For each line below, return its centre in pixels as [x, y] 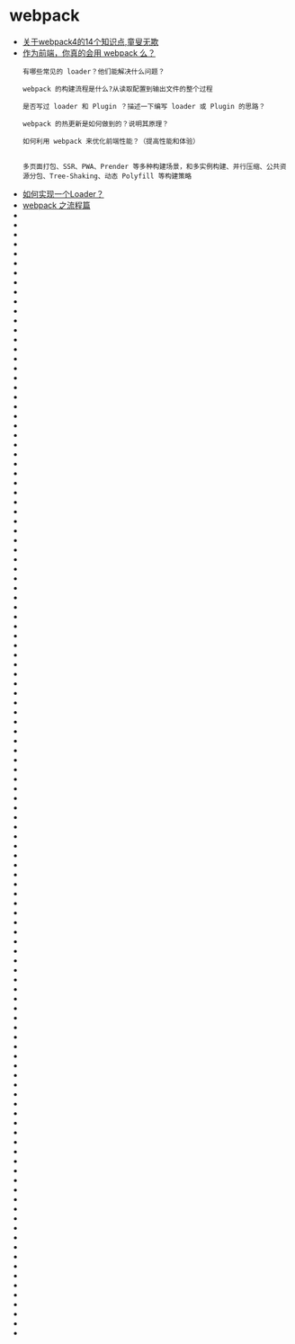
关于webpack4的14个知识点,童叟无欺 [90, 41]
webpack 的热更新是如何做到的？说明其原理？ [95, 124]
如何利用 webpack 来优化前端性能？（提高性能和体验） [111, 141]
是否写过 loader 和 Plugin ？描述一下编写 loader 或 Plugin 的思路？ [144, 106]
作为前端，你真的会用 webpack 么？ [89, 53]
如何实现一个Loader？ [63, 193]
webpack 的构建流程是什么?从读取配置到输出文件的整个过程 [117, 89]
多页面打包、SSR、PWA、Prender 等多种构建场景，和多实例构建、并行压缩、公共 [151, 166]
